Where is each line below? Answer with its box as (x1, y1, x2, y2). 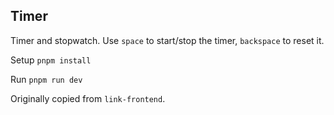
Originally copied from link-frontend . (10, 92, 166, 104)
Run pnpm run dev (10, 73, 83, 85)
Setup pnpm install (10, 54, 92, 66)
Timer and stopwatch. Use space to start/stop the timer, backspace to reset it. (10, 34, 325, 46)
